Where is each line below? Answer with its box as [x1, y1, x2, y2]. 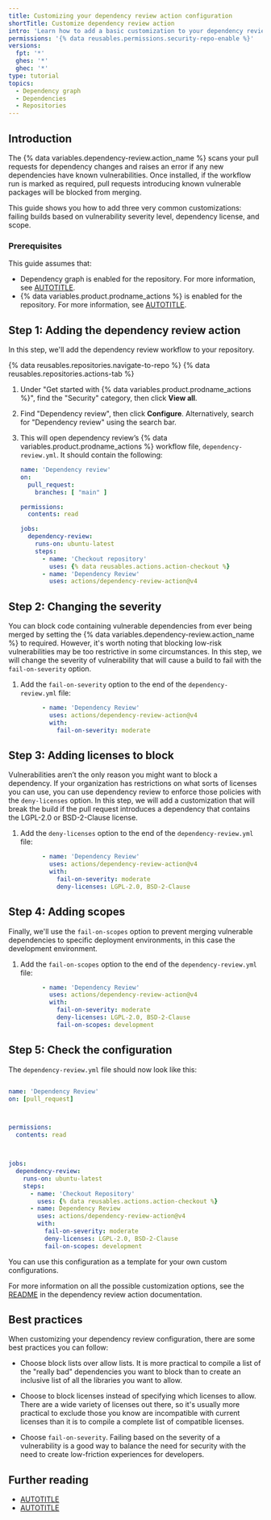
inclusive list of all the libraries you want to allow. [19, 1376, 183, 1385]
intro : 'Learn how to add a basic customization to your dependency [8, 27, 244, 35]
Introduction [8, 132, 73, 145]
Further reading [8, 1473, 89, 1487]
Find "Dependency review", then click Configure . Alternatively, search [19, 409, 254, 419]
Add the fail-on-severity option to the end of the [19, 679, 187, 690]
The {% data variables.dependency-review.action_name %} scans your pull [8, 152, 260, 162]
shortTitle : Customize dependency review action [8, 19, 175, 27]
